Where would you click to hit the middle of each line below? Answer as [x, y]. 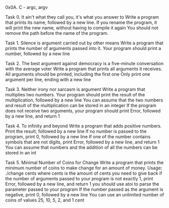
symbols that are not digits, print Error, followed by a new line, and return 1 [82, 142]
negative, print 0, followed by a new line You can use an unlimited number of [85, 195]
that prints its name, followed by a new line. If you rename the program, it [81, 22]
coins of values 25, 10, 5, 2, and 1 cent [45, 200]
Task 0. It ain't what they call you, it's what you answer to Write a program [82, 17]
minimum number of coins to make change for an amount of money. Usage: [84, 168]
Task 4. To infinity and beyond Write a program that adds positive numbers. [83, 126]
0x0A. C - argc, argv [26, 7]
